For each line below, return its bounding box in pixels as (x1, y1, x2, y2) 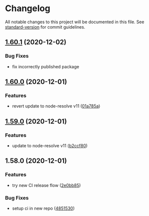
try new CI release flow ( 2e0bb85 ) (12, 182, 81, 188)
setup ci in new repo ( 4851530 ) (12, 205, 75, 211)
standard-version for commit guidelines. (5, 24, 85, 30)
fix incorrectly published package (12, 63, 79, 69)
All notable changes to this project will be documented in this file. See (5, 19, 145, 25)
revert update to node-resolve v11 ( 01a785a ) (12, 103, 100, 109)
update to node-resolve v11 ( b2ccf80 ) (12, 143, 88, 148)
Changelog (5, 3, 50, 14)
